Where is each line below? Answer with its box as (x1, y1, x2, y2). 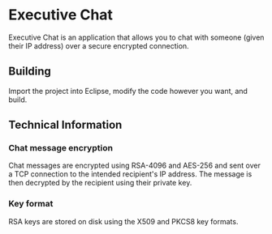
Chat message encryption (8, 143, 114, 154)
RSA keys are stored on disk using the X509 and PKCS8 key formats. (8, 216, 239, 226)
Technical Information (8, 118, 123, 132)
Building (8, 65, 51, 79)
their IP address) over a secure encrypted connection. (8, 40, 189, 50)
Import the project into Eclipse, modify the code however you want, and (8, 86, 248, 96)
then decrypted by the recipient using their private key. (8, 178, 192, 188)
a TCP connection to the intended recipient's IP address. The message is (8, 169, 253, 179)
